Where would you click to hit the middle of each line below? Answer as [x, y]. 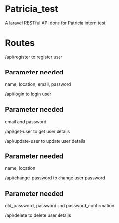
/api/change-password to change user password [55, 178]
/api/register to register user [34, 57]
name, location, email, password [38, 84]
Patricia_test [31, 9]
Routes [20, 43]
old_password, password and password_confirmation [60, 206]
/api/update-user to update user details [45, 141]
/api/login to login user [28, 94]
